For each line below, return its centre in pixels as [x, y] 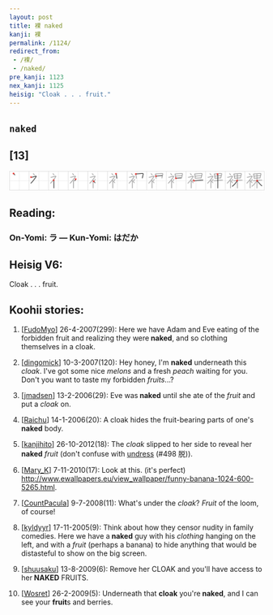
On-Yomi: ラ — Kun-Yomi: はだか [74, 238]
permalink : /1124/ [40, 43]
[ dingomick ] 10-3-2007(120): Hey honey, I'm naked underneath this [134, 362]
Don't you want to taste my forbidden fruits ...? [97, 380]
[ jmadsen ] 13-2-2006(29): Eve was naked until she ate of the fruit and [138, 396]
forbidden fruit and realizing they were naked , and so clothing [124, 338]
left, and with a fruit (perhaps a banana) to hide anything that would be [139, 545]
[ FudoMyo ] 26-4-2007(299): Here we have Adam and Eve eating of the [140, 330]
